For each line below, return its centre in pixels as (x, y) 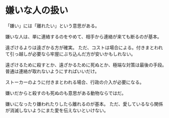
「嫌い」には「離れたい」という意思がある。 (52, 26)
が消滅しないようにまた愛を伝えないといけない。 (57, 110)
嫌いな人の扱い (37, 11)
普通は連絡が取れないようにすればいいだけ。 (52, 71)
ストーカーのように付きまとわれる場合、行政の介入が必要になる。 (75, 82)
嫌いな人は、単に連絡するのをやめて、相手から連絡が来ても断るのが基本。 (84, 36)
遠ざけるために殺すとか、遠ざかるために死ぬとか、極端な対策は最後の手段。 (86, 65)
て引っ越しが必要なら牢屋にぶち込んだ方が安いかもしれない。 (70, 54)
